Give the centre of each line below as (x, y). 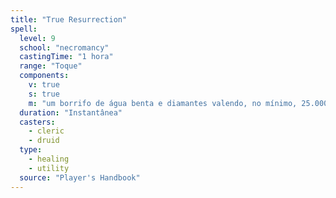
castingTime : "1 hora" (66, 57)
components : (44, 76)
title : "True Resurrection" (69, 19)
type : (31, 150)
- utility (49, 168)
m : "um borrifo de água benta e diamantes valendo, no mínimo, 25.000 (178, 103)
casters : (37, 122)
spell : (24, 29)
